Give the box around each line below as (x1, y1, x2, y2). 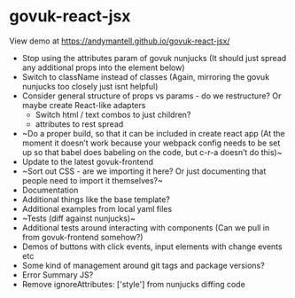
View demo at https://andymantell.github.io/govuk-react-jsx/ (9, 35, 230, 46)
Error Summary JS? (21, 269, 94, 280)
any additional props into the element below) (21, 62, 185, 73)
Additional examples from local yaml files (21, 203, 173, 214)
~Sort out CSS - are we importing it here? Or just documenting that (21, 166, 267, 176)
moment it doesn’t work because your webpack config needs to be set (21, 137, 281, 148)
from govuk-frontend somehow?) (21, 231, 144, 242)
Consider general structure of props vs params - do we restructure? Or (21, 90, 282, 101)
